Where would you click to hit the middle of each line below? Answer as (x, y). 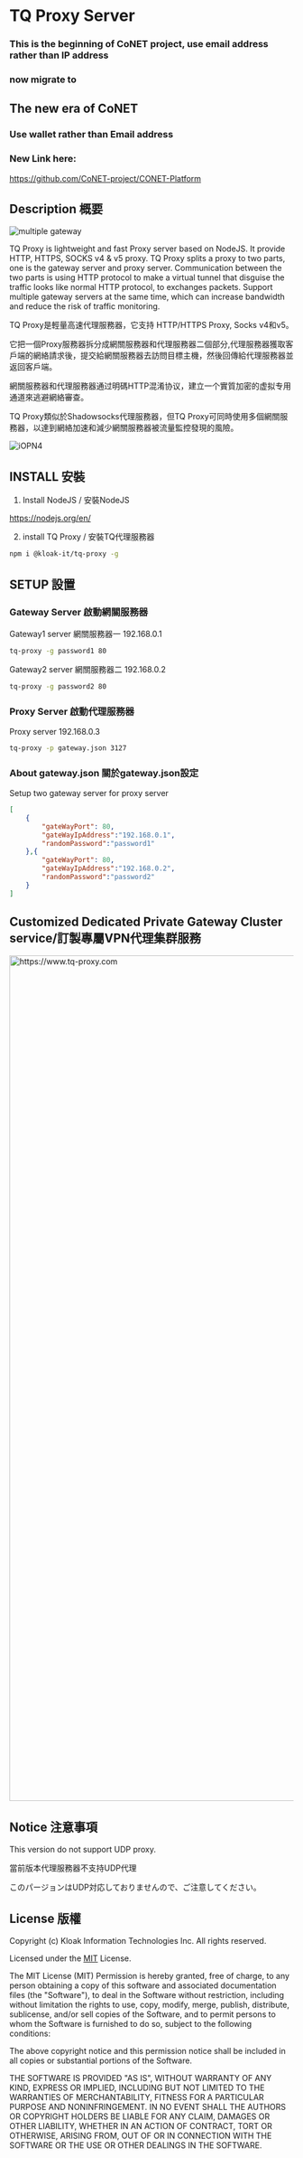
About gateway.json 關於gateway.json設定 (104, 773)
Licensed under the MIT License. (70, 1958)
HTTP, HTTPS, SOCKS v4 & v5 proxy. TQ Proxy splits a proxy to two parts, (147, 258)
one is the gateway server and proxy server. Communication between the (146, 268)
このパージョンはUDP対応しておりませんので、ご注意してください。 (135, 1887)
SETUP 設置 (42, 584)
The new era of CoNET (74, 109)
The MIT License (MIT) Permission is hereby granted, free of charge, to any (150, 1976)
